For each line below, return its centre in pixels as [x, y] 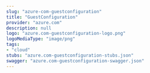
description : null [29, 28]
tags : [13, 45]
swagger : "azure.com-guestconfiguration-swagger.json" [75, 61]
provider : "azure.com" [34, 22]
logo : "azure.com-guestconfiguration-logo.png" [66, 34]
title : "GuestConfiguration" [42, 17]
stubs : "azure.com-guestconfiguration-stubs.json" [70, 55]
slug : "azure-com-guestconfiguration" [54, 11]
